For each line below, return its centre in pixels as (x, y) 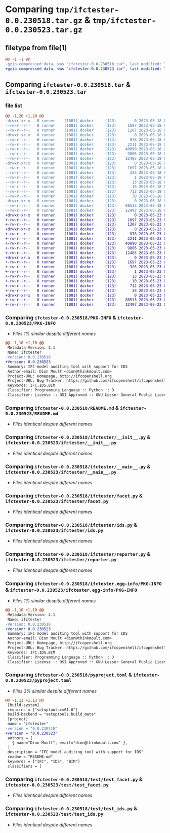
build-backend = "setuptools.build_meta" (52, 714)
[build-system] (23, 705)
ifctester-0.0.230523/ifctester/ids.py (54, 531)
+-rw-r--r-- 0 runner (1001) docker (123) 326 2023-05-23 (83, 267)
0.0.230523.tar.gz (44, 30)
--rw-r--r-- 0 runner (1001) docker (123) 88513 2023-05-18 (83, 206)
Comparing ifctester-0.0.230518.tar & (68, 85)
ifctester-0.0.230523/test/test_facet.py (57, 785)
